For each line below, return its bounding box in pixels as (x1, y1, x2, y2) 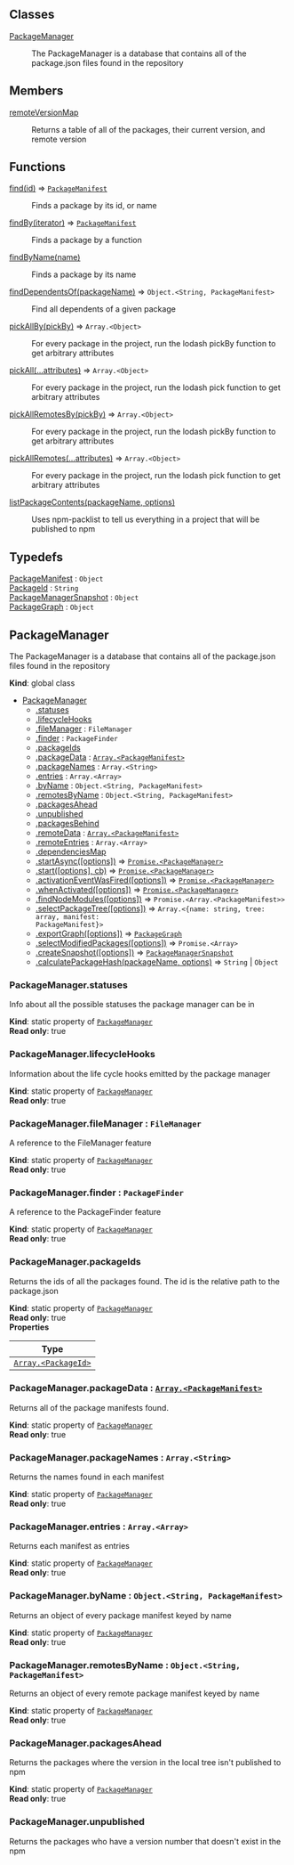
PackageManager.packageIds (9, 1256, 141, 1268)
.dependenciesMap (35, 846, 107, 858)
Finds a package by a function (31, 235, 142, 246)
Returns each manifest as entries (9, 1541, 131, 1551)
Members (9, 84, 64, 99)
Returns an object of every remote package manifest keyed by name (9, 1688, 260, 1699)
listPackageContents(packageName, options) (9, 497, 176, 508)
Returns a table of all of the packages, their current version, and (31, 124, 266, 134)
